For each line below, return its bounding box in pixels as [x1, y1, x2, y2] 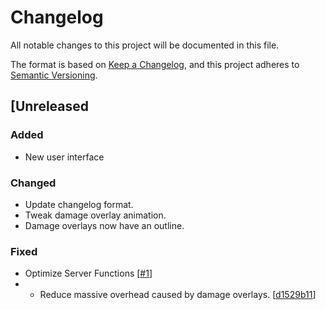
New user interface [24, 151, 105, 163]
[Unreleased [10, 98, 90, 115]
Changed [10, 176, 57, 190]
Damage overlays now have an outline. [24, 219, 185, 231]
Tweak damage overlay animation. [24, 209, 167, 221]
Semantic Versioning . [10, 69, 98, 81]
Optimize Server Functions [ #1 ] [24, 267, 153, 280]
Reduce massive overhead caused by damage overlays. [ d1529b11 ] [39, 289, 317, 301]
